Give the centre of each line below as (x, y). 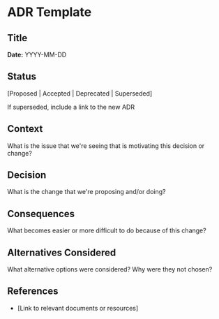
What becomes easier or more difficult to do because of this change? (107, 230)
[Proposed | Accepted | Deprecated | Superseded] (80, 93)
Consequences (41, 214)
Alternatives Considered (62, 252)
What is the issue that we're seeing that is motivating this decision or (106, 146)
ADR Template (50, 12)
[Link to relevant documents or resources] (78, 308)
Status (22, 76)
